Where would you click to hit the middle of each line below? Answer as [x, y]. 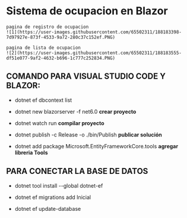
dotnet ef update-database [48, 208]
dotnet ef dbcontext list [43, 100]
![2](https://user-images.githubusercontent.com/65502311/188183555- [94, 53]
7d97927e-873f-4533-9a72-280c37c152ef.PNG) [61, 37]
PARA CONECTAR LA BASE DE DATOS [77, 171]
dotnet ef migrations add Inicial [53, 197]
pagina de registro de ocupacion [47, 27]
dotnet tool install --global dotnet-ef [59, 185]
